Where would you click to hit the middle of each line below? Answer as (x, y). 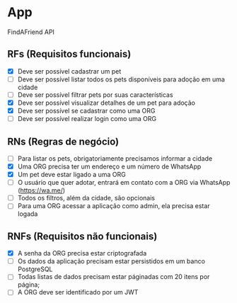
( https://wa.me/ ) (41, 190)
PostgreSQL (35, 269)
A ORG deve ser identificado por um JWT (78, 292)
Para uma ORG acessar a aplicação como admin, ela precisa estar (114, 206)
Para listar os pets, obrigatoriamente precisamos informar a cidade (115, 158)
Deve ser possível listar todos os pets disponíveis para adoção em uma (121, 79)
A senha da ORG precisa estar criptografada (82, 253)
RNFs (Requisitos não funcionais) (82, 236)
